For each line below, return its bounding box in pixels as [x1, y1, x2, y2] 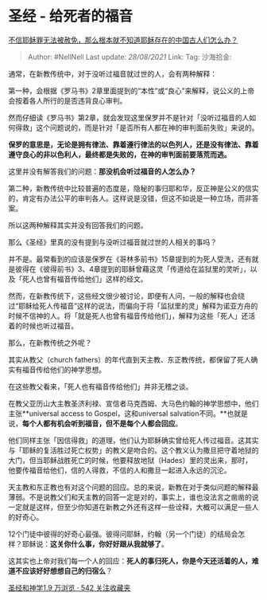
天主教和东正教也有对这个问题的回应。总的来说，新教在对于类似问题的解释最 [8, 482, 259, 492]
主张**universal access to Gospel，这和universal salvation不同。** [8, 408, 228, 418]
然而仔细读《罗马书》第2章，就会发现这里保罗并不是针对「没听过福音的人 [8, 112, 250, 122]
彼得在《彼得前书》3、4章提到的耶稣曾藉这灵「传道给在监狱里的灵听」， [14, 264, 250, 273]
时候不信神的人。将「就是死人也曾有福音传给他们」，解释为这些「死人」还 [8, 311, 249, 320]
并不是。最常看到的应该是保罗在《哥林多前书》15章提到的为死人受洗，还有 [8, 254, 252, 264]
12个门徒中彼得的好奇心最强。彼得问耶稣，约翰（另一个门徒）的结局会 [8, 529, 238, 539]
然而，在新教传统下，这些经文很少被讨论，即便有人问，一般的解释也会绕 [8, 291, 245, 300]
